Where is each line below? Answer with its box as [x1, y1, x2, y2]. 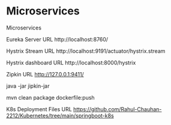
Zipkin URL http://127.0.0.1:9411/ [6, 70, 84, 78]
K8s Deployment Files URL [6, 105, 72, 112]
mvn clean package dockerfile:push [6, 94, 95, 101]
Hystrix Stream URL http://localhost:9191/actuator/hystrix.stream [6, 47, 166, 55]
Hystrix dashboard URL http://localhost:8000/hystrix [6, 59, 136, 66]
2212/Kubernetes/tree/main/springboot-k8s [6, 112, 114, 119]
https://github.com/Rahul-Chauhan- [73, 105, 162, 112]
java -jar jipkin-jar [6, 82, 50, 90]
